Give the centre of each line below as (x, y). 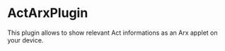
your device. (25, 40)
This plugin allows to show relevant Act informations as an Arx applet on (112, 33)
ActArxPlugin (48, 13)
